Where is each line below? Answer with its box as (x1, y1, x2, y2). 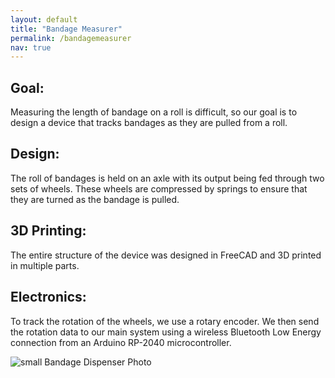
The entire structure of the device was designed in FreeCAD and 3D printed (10, 249, 322, 261)
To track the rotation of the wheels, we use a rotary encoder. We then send (10, 315, 320, 327)
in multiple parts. (10, 259, 80, 271)
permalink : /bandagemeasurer (10, 33, 132, 43)
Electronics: (10, 289, 87, 306)
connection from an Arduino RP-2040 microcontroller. (10, 336, 232, 348)
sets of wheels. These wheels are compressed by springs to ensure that (10, 182, 308, 195)
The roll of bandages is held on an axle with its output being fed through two (10, 172, 325, 184)
